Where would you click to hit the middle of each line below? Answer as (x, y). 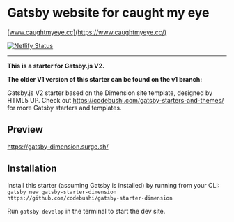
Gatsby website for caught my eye (108, 13)
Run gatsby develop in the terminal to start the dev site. (86, 211)
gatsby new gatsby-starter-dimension (62, 192)
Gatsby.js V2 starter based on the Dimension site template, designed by (110, 93)
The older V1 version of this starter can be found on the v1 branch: (105, 79)
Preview (25, 129)
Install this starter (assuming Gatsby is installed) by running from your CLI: (114, 185)
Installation (32, 169)
